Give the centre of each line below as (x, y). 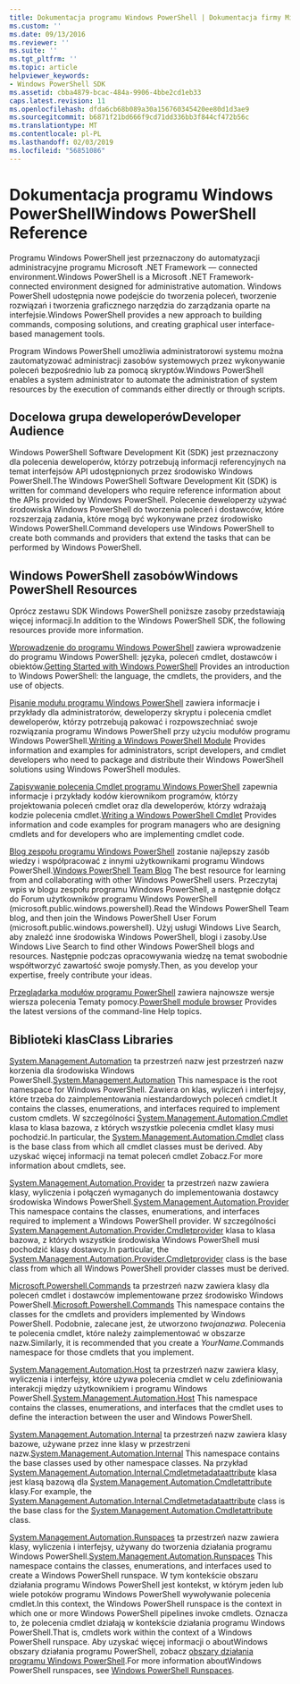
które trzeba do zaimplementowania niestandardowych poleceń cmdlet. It (143, 1099)
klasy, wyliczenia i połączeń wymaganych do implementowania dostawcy (144, 1192)
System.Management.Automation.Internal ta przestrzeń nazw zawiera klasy (148, 1434)
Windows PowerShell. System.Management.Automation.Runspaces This (141, 1556)
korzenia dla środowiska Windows (72, 1070)
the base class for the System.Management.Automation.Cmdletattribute (141, 1511)
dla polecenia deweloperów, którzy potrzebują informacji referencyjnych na (148, 462)
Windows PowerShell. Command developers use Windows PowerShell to (142, 529)
